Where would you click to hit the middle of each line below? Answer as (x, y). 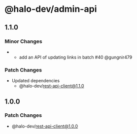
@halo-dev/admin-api (51, 9)
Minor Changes (23, 41)
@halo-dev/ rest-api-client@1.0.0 (45, 126)
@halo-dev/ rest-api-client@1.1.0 (51, 86)
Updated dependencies (36, 81)
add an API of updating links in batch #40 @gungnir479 (76, 57)
